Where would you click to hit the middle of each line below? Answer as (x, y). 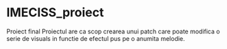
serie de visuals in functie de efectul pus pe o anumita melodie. (96, 38)
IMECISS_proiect (55, 13)
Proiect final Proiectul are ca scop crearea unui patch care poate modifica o (113, 31)
